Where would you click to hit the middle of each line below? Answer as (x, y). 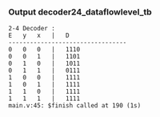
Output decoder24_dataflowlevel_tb (80, 12)
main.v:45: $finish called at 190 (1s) (75, 106)
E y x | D (39, 36)
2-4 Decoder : (32, 29)
